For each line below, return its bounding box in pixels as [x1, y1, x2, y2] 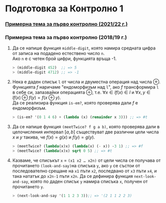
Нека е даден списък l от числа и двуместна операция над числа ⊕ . [12, 79, 161, 85]
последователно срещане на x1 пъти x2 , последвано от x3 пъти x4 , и [12, 168, 157, 174]
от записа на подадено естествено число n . [12, 51, 105, 56]
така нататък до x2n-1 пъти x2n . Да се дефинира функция [12, 173, 133, 179]
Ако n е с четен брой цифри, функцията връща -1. [12, 55, 117, 62]
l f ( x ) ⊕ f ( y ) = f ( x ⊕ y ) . [12, 95, 61, 101]
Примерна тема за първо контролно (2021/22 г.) [5, 21, 128, 28]
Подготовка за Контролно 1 [5, 3, 124, 14]
